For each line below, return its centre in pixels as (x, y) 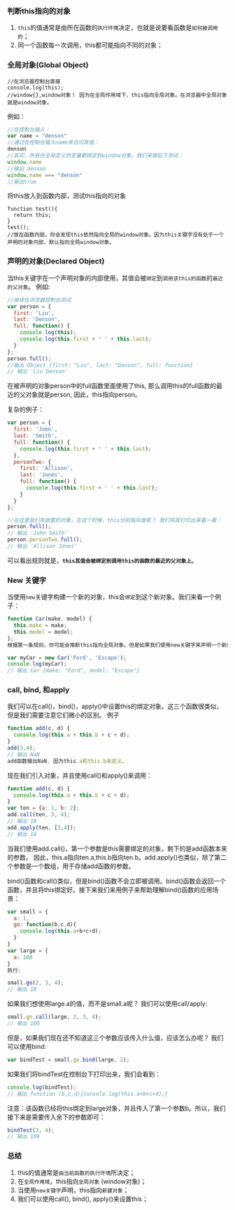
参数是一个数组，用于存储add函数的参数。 (74, 866)
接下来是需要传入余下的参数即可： (56, 1117)
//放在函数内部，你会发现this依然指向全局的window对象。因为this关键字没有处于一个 (116, 235)
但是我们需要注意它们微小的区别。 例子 (63, 715)
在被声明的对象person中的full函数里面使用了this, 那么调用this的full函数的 (112, 386)
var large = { (28, 951)
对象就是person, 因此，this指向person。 (83, 394)
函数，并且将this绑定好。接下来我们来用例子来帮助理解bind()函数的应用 (110, 889)
